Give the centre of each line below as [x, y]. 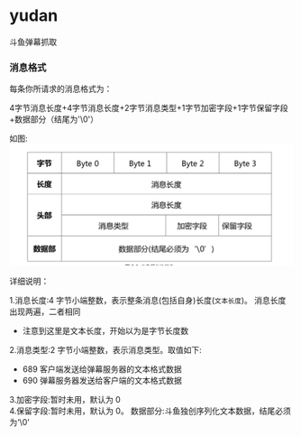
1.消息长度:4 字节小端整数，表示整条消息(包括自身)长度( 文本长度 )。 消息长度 [148, 301]
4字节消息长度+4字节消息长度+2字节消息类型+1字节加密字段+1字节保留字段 [149, 108]
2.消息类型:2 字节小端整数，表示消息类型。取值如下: [106, 350]
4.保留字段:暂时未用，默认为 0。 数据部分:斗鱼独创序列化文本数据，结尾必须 [150, 411]
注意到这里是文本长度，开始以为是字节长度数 [105, 331]
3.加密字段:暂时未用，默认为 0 [65, 400]
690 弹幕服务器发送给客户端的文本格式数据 [102, 381]
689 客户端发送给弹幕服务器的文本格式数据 [102, 369]
